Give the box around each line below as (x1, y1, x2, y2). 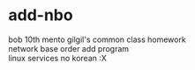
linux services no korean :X (8, 52, 108, 63)
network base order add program (8, 43, 130, 53)
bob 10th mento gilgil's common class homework (8, 34, 186, 45)
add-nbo (8, 5, 73, 25)
